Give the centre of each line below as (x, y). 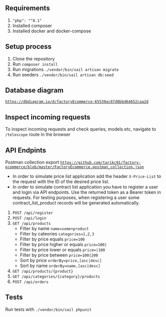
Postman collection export (32, 162)
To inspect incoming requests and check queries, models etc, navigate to (81, 129)
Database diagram (34, 90)
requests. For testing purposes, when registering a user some (76, 197)
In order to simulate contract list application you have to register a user (85, 187)
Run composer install (35, 64)
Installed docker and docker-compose (52, 31)
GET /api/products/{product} (43, 271)
